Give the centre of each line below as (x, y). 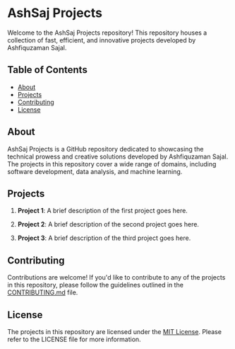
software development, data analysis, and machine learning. (95, 171)
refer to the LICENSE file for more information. (74, 339)
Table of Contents (48, 70)
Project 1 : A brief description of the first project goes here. (103, 211)
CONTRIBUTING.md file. (43, 292)
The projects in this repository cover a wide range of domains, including (112, 164)
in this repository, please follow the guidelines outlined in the (95, 285)
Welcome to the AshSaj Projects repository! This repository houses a (107, 33)
